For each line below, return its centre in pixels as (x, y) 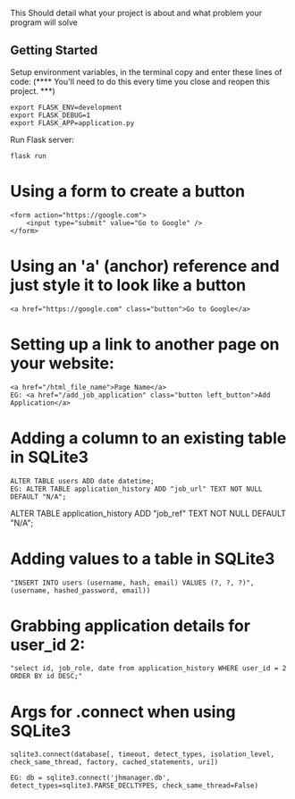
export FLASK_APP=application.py (72, 123)
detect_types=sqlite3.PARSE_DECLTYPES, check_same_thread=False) (134, 786)
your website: (63, 363)
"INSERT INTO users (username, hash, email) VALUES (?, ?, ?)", (132, 583)
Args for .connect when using (123, 712)
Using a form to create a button (127, 191)
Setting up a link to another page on (145, 344)
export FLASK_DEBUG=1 (51, 115)
